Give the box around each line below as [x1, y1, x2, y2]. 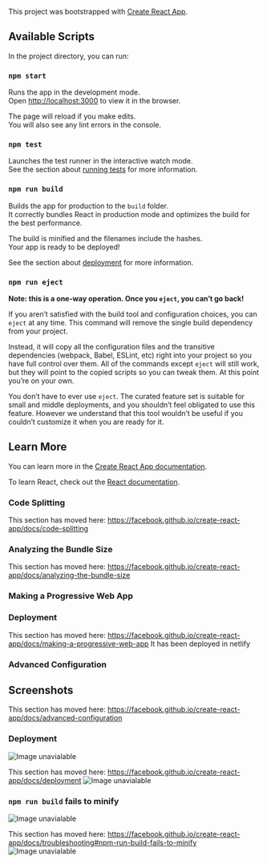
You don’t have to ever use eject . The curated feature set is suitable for [8, 392, 245, 401]
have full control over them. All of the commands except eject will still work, [8, 359, 260, 368]
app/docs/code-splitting [8, 524, 89, 534]
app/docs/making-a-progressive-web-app [8, 639, 149, 648]
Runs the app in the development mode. [8, 87, 140, 97]
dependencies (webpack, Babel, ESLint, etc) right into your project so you [8, 350, 253, 360]
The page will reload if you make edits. [8, 111, 136, 121]
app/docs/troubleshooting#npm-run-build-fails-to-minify [8, 838, 197, 847]
